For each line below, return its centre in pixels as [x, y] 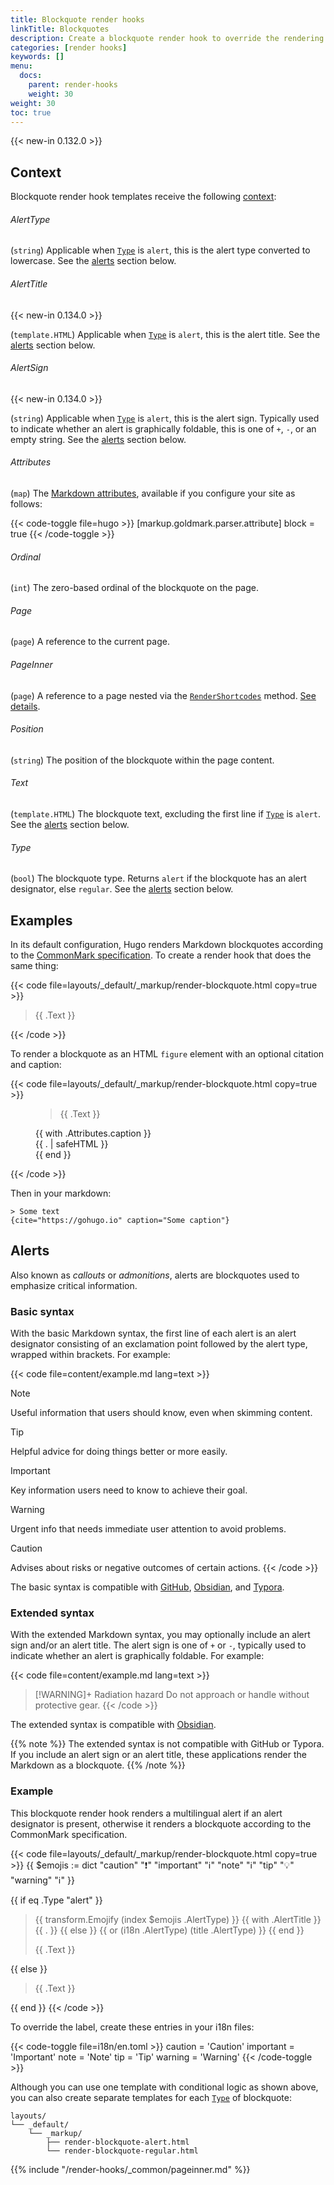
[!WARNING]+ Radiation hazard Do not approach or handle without [172, 1695]
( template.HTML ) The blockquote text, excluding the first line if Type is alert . [166, 814]
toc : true [31, 112]
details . [25, 706]
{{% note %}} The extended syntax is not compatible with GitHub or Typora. [167, 1744]
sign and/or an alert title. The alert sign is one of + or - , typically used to [158, 1645]
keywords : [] [37, 57]
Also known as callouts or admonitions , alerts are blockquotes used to [155, 1275]
